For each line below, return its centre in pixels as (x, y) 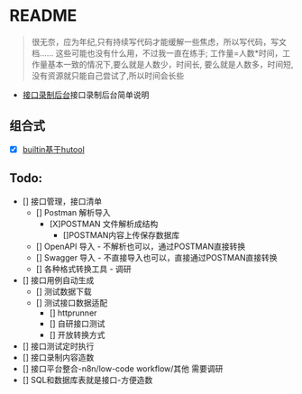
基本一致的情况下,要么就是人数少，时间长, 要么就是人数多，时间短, (170, 64)
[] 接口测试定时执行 (58, 346)
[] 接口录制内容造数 (58, 357)
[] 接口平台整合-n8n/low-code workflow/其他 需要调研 (123, 368)
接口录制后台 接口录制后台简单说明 (86, 95)
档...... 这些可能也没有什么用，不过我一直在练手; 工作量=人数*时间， (157, 53)
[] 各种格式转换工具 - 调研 (84, 269)
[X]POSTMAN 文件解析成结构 (104, 224)
